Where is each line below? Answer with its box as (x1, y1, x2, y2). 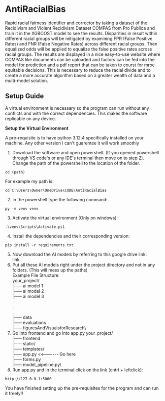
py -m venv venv (5, 206, 38, 211)
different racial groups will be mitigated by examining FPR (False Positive (5, 36, 153, 42)
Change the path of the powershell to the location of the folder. (12, 160, 140, 166)
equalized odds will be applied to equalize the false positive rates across (5, 46, 152, 52)
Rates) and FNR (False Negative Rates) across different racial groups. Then (5, 41, 158, 46)
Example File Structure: (12, 272, 60, 278)
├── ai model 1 (12, 283, 43, 289)
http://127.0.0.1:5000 (5, 376, 52, 381)
